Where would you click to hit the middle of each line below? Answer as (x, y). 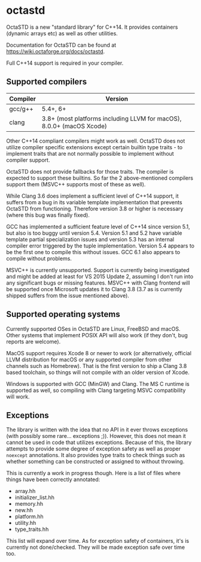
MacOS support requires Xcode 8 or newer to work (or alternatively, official (99, 353)
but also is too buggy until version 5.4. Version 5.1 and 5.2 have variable (94, 233)
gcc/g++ (22, 108)
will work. (18, 397)
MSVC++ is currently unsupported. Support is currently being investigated (98, 270)
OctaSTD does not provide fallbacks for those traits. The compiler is (90, 171)
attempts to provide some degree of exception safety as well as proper (94, 449)
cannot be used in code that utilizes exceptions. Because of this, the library (99, 442)
